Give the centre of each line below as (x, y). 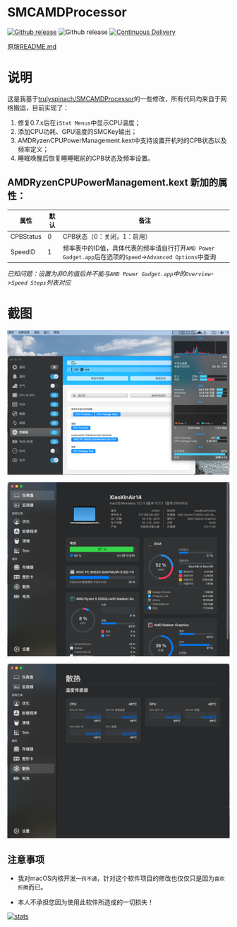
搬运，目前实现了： (41, 108)
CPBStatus (26, 236)
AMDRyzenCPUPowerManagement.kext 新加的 (113, 182)
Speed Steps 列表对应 (42, 283)
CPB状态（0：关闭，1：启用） (107, 237)
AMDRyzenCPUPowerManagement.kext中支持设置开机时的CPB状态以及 (122, 140)
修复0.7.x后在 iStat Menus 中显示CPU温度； (79, 123)
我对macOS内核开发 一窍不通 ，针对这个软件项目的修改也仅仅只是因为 (116, 878)
